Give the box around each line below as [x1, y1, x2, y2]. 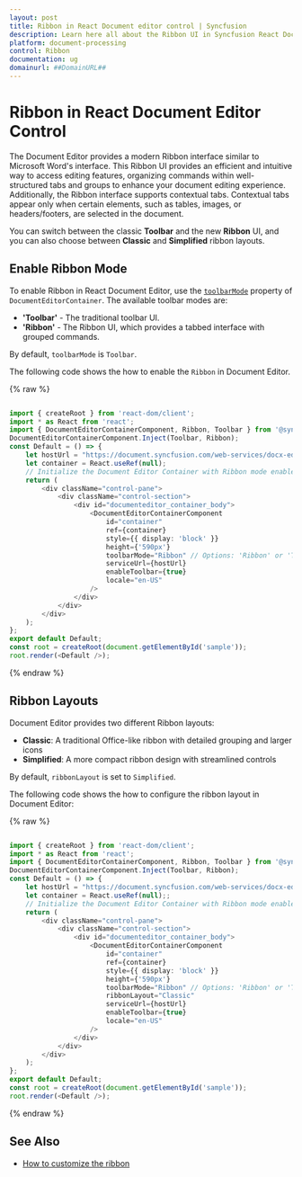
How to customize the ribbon [22, 1157, 130, 1169]
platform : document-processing [9, 38, 127, 48]
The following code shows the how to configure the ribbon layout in [9, 789, 260, 799]
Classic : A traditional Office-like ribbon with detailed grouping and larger [22, 735, 292, 745]
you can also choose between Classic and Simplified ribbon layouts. [9, 235, 265, 245]
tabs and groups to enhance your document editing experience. [49, 179, 286, 190]
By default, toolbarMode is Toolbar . [9, 348, 138, 360]
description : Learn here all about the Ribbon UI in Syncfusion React [9, 30, 280, 39]
